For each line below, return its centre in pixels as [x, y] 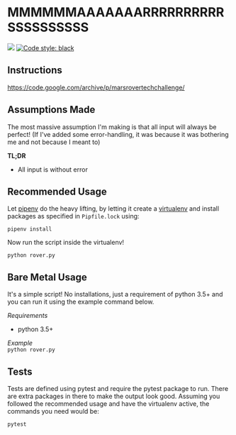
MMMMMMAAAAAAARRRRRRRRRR [116, 12]
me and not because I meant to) [54, 142]
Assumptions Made [51, 110]
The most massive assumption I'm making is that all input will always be [112, 127]
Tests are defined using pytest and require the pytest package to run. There [118, 389]
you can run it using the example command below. [81, 302]
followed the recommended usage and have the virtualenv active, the [108, 404]
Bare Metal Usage [47, 277]
